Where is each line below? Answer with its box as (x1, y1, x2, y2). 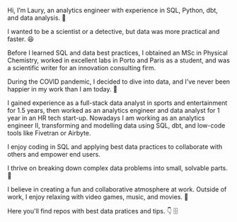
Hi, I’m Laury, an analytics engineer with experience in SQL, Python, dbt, (7, 6, 218, 14)
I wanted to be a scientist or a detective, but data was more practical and (7, 28, 220, 35)
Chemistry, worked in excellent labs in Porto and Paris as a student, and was (7, 56, 230, 65)
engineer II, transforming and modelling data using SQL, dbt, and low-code (7, 121, 226, 130)
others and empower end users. (7, 150, 100, 158)
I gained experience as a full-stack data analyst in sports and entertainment (7, 99, 228, 107)
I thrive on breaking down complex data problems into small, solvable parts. (7, 164, 228, 172)
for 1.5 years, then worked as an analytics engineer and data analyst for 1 (7, 106, 221, 114)
